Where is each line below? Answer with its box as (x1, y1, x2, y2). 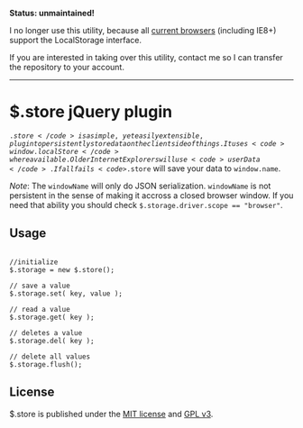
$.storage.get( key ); (9, 313, 95, 322)
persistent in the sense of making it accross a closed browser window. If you (9, 189, 294, 201)
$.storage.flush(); (9, 360, 83, 369)
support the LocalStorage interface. (9, 35, 142, 45)
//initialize (9, 257, 59, 267)
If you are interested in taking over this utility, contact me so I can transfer (9, 52, 284, 62)
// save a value (9, 281, 70, 290)
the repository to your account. (9, 62, 124, 72)
